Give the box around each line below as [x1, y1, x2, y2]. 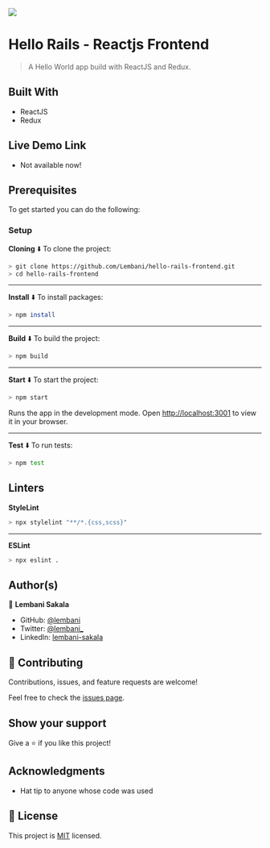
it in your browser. [8, 417, 68, 426]
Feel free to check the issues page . [8, 693, 125, 703]
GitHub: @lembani [19, 615, 81, 625]
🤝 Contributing [8, 655, 84, 669]
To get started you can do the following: [8, 205, 141, 214]
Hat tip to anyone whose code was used [19, 786, 153, 796]
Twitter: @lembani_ [19, 624, 84, 634]
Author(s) [8, 578, 59, 592]
